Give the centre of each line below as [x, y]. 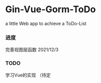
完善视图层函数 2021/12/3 [32, 50]
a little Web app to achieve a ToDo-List [46, 23]
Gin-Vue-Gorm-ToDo [50, 9]
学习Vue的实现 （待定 [28, 75]
